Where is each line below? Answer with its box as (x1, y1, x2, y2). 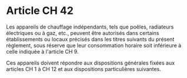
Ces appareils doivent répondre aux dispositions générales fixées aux (6, 59, 175, 66)
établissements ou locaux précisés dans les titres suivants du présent (6, 36, 175, 42)
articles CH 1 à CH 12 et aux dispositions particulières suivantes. (6, 65, 162, 72)
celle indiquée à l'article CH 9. (6, 48, 79, 55)
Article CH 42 (6, 4, 74, 17)
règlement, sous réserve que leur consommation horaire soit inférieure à (6, 42, 182, 49)
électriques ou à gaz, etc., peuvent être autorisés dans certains (6, 29, 159, 36)
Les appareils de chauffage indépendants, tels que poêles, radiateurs (6, 23, 174, 30)
